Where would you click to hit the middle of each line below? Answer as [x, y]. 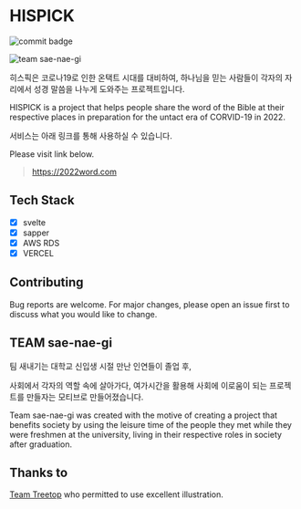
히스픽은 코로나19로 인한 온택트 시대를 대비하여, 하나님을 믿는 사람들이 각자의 [146, 78]
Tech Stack [42, 200]
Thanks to [39, 473]
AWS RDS [41, 243]
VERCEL [38, 253]
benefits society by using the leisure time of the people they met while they [150, 424]
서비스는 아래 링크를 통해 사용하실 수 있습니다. [91, 135]
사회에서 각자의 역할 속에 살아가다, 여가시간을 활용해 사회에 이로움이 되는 [138, 385]
